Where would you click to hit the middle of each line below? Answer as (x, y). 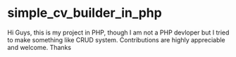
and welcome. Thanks (39, 47)
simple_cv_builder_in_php (85, 13)
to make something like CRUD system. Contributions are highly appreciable (116, 39)
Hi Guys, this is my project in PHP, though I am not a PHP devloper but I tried (118, 32)
